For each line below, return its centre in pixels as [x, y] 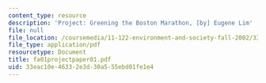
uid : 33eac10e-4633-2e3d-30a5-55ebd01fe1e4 [81, 67]
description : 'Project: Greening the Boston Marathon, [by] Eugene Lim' [131, 23]
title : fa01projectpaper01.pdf [60, 60]
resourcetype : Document [47, 52]
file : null [26, 30]
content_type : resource [47, 15]
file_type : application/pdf [55, 45]
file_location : [33, 38]
